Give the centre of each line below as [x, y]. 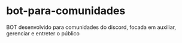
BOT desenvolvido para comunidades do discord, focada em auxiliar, [91, 27]
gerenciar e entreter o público [43, 33]
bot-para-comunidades [66, 11]
